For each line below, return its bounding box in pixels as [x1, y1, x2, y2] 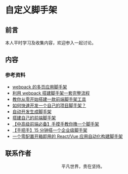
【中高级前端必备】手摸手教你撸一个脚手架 [12, 121, 99, 127]
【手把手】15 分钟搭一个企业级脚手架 [12, 127, 87, 133]
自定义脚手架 [5, 4, 58, 16]
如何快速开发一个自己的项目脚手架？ [12, 102, 86, 108]
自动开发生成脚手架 [12, 108, 52, 114]
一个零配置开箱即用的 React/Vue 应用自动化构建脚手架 [12, 133, 123, 139]
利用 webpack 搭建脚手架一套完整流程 [12, 90, 90, 96]
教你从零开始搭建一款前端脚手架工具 [12, 96, 86, 102]
